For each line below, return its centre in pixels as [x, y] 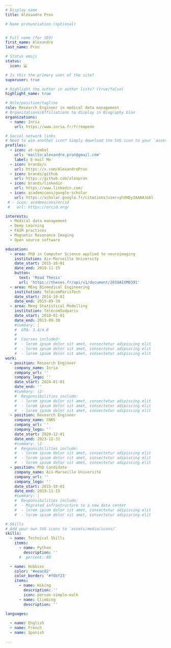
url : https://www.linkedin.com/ [49, 188]
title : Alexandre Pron [29, 15]
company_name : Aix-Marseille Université [58, 472]
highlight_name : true [28, 94]
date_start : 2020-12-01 [40, 434]
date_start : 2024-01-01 [40, 382]
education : [17, 249]
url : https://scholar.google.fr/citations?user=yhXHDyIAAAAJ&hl [84, 197]
